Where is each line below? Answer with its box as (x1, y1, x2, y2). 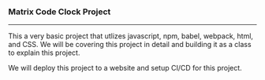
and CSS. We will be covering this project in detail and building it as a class (8, 40, 252, 49)
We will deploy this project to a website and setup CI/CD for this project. (8, 64, 242, 73)
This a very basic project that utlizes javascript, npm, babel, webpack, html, (8, 31, 254, 41)
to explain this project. (8, 48, 80, 57)
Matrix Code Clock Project (8, 6, 111, 17)
